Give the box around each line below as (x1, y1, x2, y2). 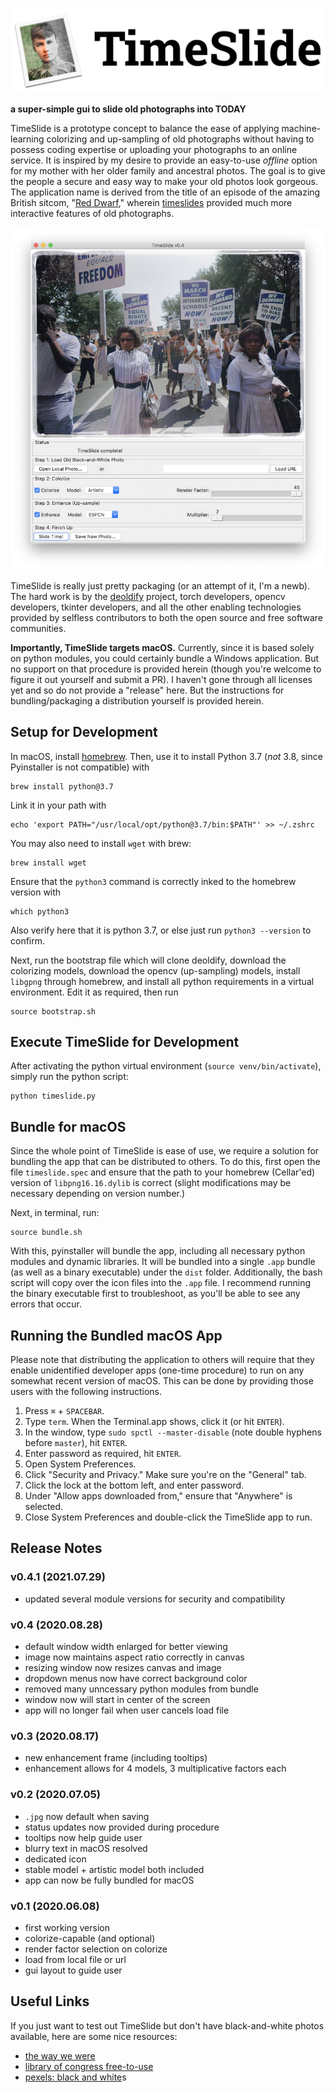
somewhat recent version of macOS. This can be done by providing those (10, 1375, 314, 1387)
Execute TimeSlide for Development (10, 1034, 240, 1051)
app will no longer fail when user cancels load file (24, 1704, 230, 1717)
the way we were (24, 2049, 96, 2062)
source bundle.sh (10, 1228, 83, 1238)
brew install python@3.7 (10, 781, 114, 792)
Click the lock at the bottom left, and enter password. (24, 1479, 244, 1492)
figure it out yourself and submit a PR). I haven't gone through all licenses (10, 673, 313, 685)
